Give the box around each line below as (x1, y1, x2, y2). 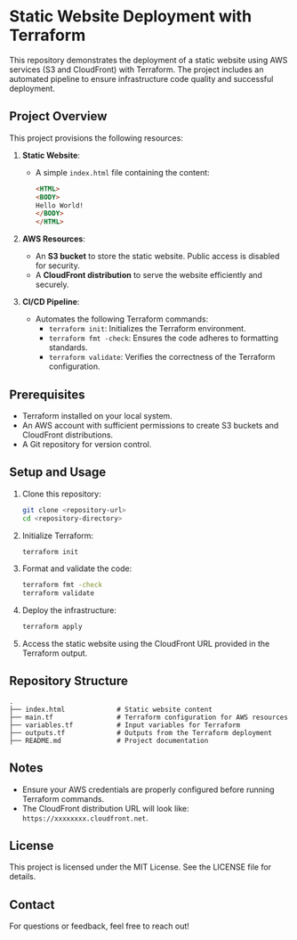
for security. (35, 260, 80, 271)
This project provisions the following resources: (9, 132, 184, 143)
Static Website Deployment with (9, 6, 252, 27)
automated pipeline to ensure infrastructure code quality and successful (9, 73, 274, 84)
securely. (35, 279, 69, 290)
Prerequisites (9, 387, 85, 402)
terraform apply (21, 622, 83, 632)
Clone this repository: (21, 488, 101, 499)
